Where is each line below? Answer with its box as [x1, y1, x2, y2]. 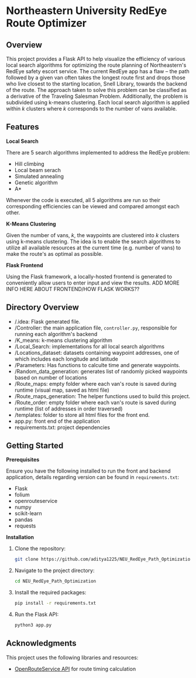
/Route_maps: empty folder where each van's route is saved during [14, 380, 177, 387]
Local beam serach [14, 166, 61, 173]
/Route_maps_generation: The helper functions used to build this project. [14, 392, 191, 399]
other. [6, 209, 20, 216]
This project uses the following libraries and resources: [6, 654, 139, 661]
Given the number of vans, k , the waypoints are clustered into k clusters [6, 231, 180, 238]
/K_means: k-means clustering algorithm [14, 337, 113, 344]
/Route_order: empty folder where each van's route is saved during [14, 399, 177, 406]
